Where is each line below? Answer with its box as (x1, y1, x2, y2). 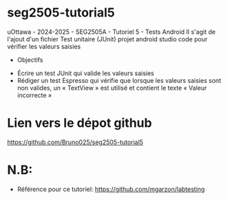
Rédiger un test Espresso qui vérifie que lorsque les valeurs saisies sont (17, 76, 222, 84)
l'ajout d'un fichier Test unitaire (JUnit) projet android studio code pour (7, 34, 208, 43)
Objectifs (17, 55, 43, 63)
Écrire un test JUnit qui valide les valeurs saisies (17, 69, 154, 77)
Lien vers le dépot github (7, 115, 152, 131)
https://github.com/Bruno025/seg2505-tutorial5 (7, 138, 143, 146)
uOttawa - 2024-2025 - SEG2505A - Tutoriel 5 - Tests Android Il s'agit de (7, 28, 216, 36)
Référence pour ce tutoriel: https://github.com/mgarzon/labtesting (17, 185, 205, 193)
